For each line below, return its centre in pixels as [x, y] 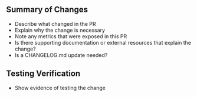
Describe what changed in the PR [55, 24]
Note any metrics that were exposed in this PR [71, 36]
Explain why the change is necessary [60, 30]
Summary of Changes [47, 10]
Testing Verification [43, 74]
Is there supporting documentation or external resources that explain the [103, 42]
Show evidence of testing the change [60, 88]
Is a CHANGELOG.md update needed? [61, 55]
